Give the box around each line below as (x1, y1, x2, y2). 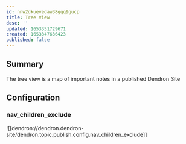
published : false (6, 37, 50, 43)
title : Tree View (6, 14, 50, 20)
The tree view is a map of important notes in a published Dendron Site (6, 75, 181, 82)
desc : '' (6, 20, 28, 26)
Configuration (6, 93, 60, 103)
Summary (6, 59, 44, 69)
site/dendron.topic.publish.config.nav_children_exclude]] (6, 131, 147, 138)
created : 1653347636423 (6, 31, 66, 37)
